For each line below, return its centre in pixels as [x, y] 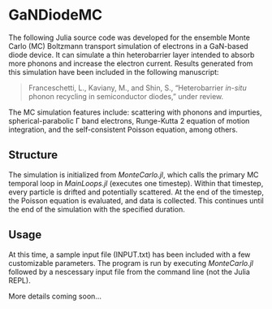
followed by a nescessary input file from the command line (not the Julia [129, 272]
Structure [33, 155]
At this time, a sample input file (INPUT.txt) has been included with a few [130, 255]
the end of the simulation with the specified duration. [97, 209]
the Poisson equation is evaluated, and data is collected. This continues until [136, 200]
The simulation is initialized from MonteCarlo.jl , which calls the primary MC [134, 174]
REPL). [19, 280]
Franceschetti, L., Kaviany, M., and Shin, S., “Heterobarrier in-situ [137, 88]
